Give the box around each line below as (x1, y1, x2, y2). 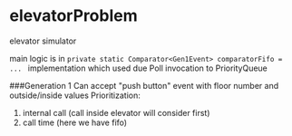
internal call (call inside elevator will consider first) (22, 107, 210, 118)
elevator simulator (9, 35, 77, 46)
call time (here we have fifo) (22, 117, 128, 128)
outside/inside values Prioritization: (9, 90, 141, 101)
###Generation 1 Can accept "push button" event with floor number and (9, 80, 279, 91)
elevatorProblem (9, 5, 138, 26)
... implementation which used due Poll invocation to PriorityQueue (9, 63, 268, 73)
